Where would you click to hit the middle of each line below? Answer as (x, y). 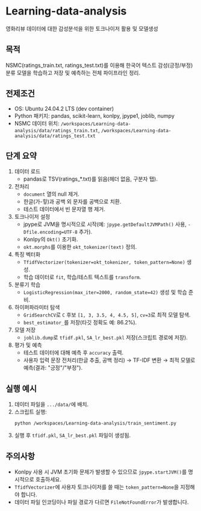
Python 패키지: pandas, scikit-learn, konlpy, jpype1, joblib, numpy (94, 115)
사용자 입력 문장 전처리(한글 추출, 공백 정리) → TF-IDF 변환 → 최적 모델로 (109, 360)
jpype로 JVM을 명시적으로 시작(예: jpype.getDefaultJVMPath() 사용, (105, 224)
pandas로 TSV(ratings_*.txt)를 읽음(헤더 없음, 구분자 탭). (90, 179)
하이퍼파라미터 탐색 (37, 307)
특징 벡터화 (27, 254)
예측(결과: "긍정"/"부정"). (53, 368)
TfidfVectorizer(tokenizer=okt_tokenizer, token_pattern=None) (104, 263)
